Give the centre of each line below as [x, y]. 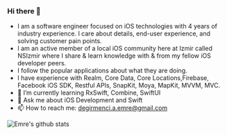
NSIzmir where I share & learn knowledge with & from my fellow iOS [114, 56]
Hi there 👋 [24, 11]
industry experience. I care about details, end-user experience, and [113, 33]
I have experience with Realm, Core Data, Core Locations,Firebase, [113, 78]
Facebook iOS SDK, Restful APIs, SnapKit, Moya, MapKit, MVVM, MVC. [119, 86]
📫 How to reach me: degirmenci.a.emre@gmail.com [92, 108]
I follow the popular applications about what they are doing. [102, 71]
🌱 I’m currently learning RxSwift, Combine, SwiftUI [89, 93]
